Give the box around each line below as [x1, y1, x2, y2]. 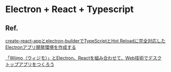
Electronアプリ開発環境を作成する [5, 44, 76, 50]
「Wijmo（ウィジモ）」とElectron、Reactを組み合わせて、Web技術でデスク [5, 55, 162, 61]
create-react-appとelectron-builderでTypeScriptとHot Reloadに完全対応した [5, 38, 166, 44]
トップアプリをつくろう [5, 61, 54, 67]
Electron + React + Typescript [5, 4, 134, 15]
